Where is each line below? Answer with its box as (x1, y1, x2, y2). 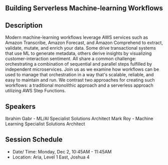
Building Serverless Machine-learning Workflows (5, 4, 163, 13)
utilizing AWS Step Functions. (5, 88, 66, 94)
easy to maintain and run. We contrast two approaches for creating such (5, 77, 155, 83)
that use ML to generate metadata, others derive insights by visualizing (5, 50, 152, 57)
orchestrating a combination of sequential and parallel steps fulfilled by (5, 61, 152, 67)
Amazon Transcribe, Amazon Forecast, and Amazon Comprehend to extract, (5, 40, 163, 46)
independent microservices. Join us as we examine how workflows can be (5, 66, 159, 72)
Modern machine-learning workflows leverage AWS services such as (5, 35, 148, 41)
